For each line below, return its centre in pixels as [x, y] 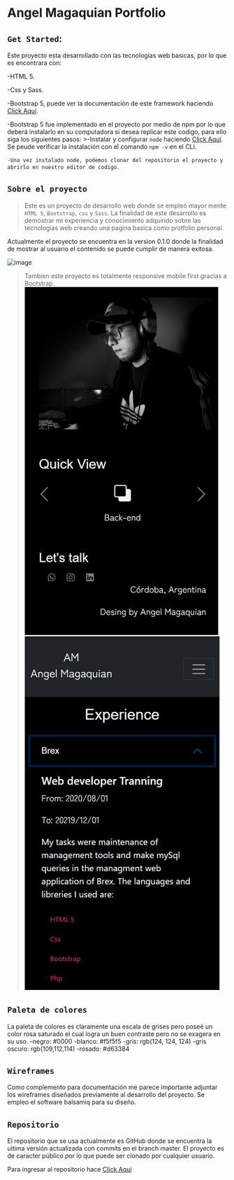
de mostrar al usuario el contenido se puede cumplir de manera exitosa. [111, 249]
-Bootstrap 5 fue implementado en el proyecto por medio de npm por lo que [116, 124]
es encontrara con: [35, 63]
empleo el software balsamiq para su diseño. [72, 1102]
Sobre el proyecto [47, 189]
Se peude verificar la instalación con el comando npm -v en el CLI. [102, 147]
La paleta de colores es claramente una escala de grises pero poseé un [110, 1026]
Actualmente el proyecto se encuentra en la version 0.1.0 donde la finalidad [115, 241]
